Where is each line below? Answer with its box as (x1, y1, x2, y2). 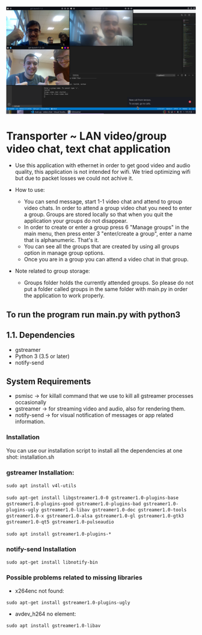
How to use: (14, 187, 45, 194)
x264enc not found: (14, 587, 64, 595)
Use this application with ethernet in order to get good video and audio (14, 162, 191, 169)
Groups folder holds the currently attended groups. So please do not (23, 279, 194, 287)
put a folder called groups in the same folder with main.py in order (23, 286, 188, 293)
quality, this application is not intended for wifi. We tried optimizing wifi (14, 168, 191, 176)
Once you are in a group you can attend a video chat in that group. (23, 256, 189, 263)
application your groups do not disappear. (23, 217, 128, 225)
